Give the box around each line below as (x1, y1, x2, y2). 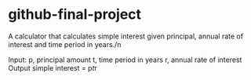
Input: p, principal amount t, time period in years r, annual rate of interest (8, 55, 242, 64)
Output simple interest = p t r (8, 63, 98, 72)
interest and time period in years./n (8, 39, 122, 49)
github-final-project (8, 5, 142, 24)
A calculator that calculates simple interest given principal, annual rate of (8, 31, 244, 41)
